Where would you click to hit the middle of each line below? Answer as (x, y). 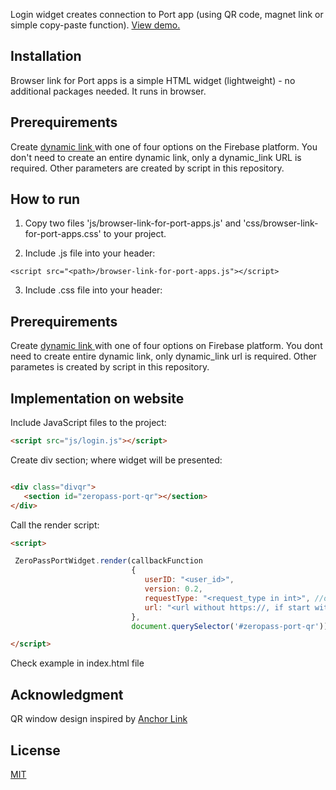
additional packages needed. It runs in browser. (108, 91)
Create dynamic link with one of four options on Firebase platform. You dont (166, 346)
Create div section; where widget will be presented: (116, 460)
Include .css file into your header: (93, 290)
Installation (46, 56)
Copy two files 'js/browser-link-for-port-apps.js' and (133, 223)
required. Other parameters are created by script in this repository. (147, 168)
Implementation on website (97, 398)
